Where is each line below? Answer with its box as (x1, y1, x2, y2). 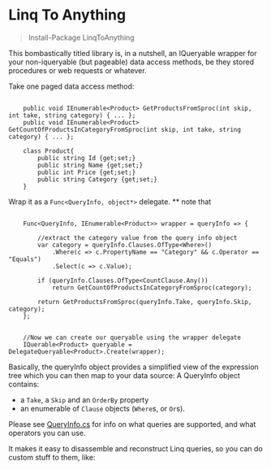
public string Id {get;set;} (37, 154, 136, 162)
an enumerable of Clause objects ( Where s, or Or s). (19, 403, 185, 413)
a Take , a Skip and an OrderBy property (19, 394, 149, 404)
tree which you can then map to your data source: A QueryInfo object (8, 370, 241, 380)
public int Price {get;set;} (37, 168, 136, 176)
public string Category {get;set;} (37, 175, 158, 184)
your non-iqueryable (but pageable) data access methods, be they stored (8, 57, 254, 67)
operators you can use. (8, 428, 86, 437)
